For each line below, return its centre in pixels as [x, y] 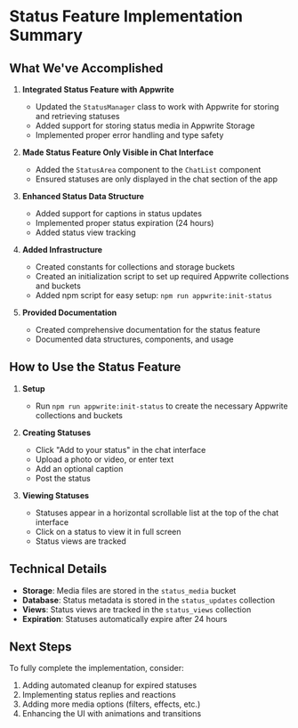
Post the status [63, 478]
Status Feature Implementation [126, 16]
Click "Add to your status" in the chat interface [121, 449]
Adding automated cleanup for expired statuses [109, 685]
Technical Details [58, 569]
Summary [46, 35]
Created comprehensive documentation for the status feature [148, 330]
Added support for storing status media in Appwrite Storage [145, 125]
